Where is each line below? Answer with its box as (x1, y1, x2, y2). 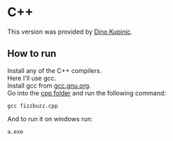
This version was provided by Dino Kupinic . (7, 27, 133, 36)
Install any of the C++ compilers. (7, 66, 102, 74)
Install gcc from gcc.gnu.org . (7, 81, 91, 90)
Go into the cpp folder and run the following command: (7, 88, 167, 97)
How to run (7, 48, 57, 60)
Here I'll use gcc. (7, 74, 56, 82)
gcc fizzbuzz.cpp (7, 102, 58, 109)
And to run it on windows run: (7, 114, 93, 123)
